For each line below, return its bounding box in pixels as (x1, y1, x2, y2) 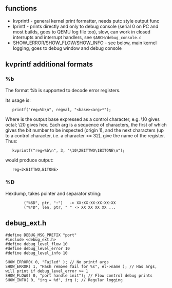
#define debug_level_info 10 (5, 250, 68, 256)
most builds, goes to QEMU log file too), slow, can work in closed (12, 28, 150, 35)
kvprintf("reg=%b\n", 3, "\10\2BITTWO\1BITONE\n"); (12, 148, 125, 153)
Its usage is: (5, 97, 31, 103)
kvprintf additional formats (5, 60, 93, 69)
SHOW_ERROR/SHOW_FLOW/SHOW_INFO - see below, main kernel (12, 40, 157, 46)
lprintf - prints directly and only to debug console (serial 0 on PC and (12, 23, 159, 29)
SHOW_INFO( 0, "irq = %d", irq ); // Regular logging (5, 277, 123, 282)
